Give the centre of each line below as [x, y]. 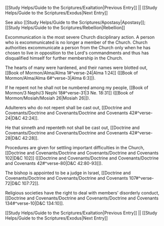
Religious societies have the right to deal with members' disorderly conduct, [82, 193]
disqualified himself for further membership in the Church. [64, 58]
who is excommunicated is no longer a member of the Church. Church [76, 42]
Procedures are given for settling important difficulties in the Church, [75, 147]
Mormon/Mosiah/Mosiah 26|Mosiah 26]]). [48, 98]
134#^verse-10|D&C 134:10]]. [34, 203]
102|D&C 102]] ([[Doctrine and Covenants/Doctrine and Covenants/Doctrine [82, 158]
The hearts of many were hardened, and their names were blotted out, [76, 67]
